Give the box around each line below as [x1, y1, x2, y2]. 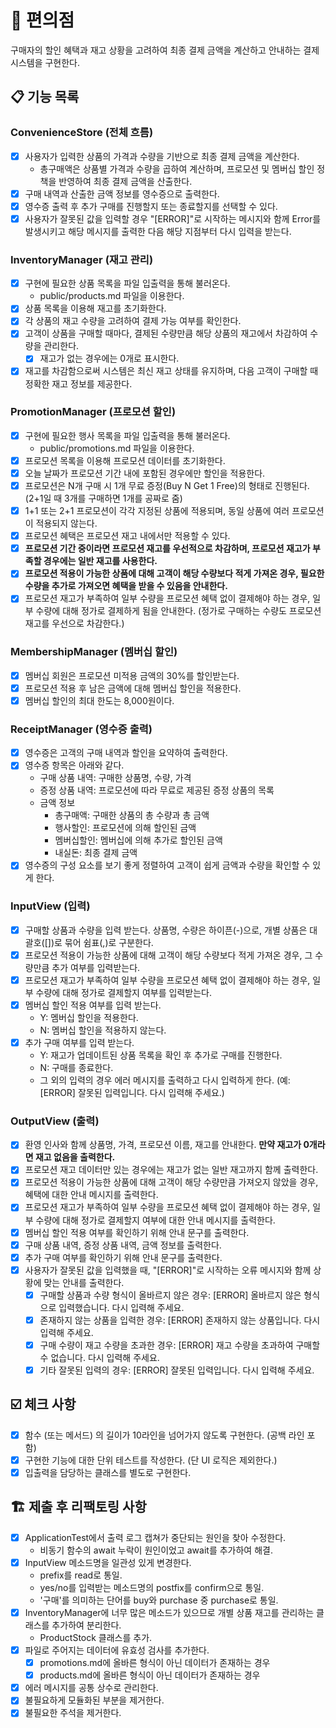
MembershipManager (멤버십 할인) [10, 645, 178, 659]
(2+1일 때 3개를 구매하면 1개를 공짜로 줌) [24, 492, 183, 505]
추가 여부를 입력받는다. [51, 961, 141, 973]
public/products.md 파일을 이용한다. [39, 290, 185, 302]
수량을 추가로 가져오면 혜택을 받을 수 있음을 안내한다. [24, 580, 228, 592]
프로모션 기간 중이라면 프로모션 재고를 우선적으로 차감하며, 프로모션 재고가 [24, 542, 311, 555]
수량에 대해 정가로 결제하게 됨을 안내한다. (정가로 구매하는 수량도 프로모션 [35, 605, 322, 617]
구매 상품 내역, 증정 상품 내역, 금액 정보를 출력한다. [24, 1239, 222, 1251]
